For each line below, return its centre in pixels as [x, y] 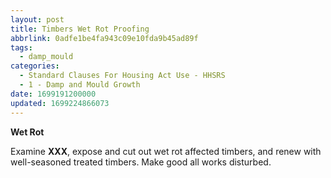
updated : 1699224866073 [60, 103]
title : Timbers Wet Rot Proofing [80, 29]
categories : [35, 66]
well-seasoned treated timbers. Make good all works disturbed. [141, 162]
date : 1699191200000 [53, 94]
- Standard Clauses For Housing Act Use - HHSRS [122, 76]
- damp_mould [46, 57]
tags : [21, 47]
